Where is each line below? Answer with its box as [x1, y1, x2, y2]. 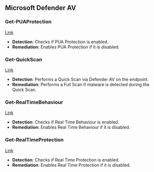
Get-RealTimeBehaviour [5, 99, 63, 106]
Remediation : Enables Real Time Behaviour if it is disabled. [12, 125, 130, 130]
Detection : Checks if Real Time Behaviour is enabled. [12, 119, 120, 125]
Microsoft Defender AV [5, 4, 76, 12]
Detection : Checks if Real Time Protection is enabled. [12, 157, 120, 163]
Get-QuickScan [5, 56, 43, 63]
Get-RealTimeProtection [5, 137, 64, 143]
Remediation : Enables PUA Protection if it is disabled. [12, 44, 120, 50]
